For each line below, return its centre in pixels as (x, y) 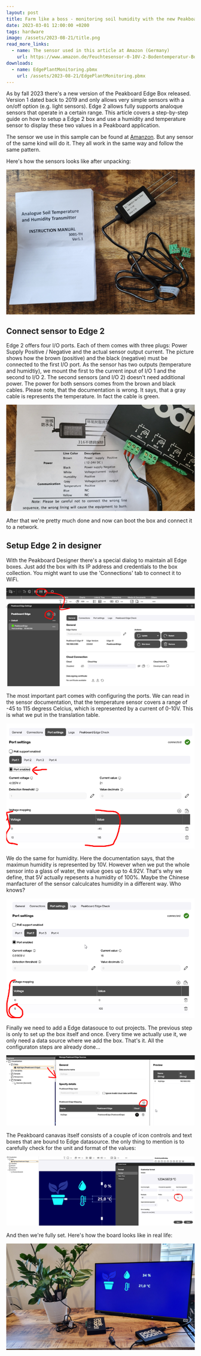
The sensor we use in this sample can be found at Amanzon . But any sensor (100, 137)
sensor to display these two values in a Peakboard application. (83, 125)
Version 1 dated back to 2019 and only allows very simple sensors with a (95, 100)
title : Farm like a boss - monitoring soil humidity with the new (91, 19)
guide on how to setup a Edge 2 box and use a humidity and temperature (96, 119)
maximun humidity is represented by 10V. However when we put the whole (98, 864)
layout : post (22, 13)
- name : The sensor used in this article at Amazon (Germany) (91, 51)
